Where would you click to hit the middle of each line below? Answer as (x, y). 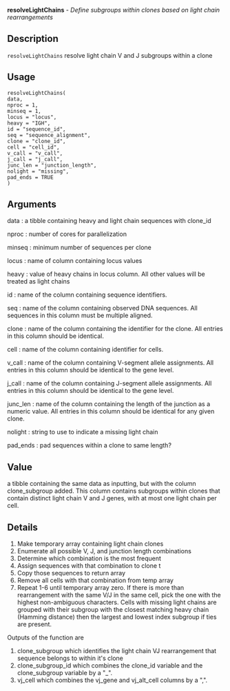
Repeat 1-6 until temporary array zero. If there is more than (101, 588)
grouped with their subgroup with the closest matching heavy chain (113, 610)
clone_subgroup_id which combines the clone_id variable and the (110, 666)
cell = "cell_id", (33, 147)
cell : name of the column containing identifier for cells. (85, 350)
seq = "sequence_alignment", (49, 135)
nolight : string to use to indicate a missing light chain (83, 432)
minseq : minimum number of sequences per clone (79, 248)
